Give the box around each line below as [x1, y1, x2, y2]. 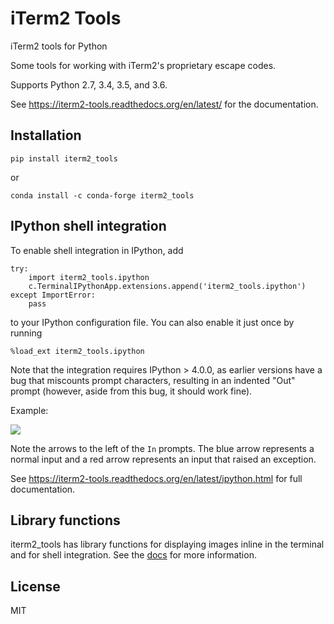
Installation [10, 127, 82, 144]
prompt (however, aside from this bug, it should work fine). [10, 385, 253, 397]
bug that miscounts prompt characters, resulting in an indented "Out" [10, 374, 296, 386]
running [10, 327, 43, 339]
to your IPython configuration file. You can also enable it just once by [10, 316, 295, 328]
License [10, 578, 61, 595]
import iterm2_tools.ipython [28, 272, 150, 282]
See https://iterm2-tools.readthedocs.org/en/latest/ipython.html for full [10, 472, 303, 484]
